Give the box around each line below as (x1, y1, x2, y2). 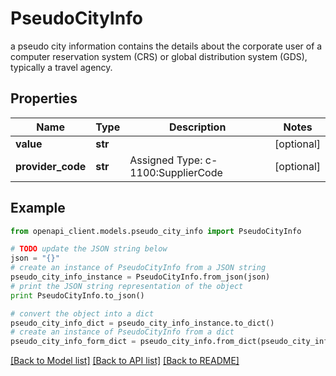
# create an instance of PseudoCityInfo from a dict (10, 327, 235, 337)
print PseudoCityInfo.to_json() (10, 290, 145, 301)
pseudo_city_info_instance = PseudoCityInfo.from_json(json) (10, 272, 271, 282)
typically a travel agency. (10, 61, 113, 73)
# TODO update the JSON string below (10, 244, 168, 254)
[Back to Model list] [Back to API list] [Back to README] (10, 355, 240, 367)
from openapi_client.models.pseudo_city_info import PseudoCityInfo (10, 226, 302, 236)
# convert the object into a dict (10, 308, 155, 319)
